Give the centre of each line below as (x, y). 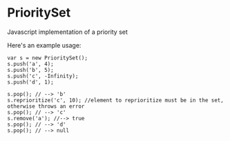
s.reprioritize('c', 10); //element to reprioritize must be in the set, (116, 100)
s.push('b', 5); (30, 70)
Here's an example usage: (44, 45)
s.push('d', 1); (30, 82)
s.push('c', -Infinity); (43, 76)
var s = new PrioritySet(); (48, 58)
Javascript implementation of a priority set (67, 32)
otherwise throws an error (46, 106)
